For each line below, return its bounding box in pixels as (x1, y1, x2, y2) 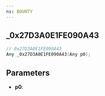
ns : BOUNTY (6, 8, 33, 15)
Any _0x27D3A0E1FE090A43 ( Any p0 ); (6, 51, 91, 58)
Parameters (6, 68, 50, 78)
